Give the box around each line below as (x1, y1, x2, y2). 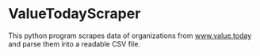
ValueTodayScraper (8, 5, 141, 23)
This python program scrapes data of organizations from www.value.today (8, 31, 252, 40)
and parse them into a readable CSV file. (8, 39, 141, 48)
